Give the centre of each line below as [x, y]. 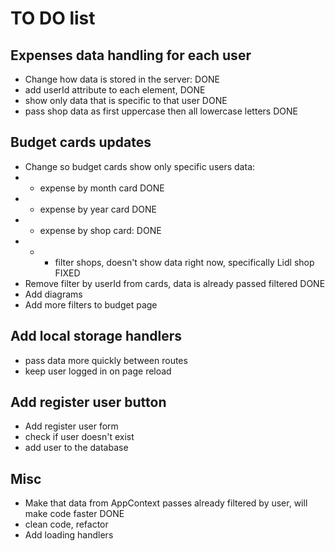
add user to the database [76, 448]
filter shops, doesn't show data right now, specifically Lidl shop [184, 262]
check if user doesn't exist [79, 437]
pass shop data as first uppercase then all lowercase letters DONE [161, 111]
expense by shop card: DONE [100, 230]
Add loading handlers [69, 535]
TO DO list [53, 18]
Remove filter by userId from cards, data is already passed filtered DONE [175, 283]
